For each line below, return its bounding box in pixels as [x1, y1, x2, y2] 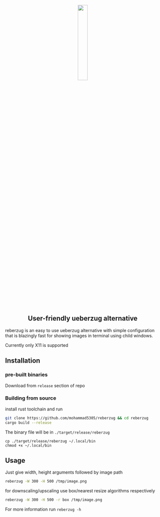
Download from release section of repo [5, 382, 85, 388]
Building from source [5, 395, 57, 402]
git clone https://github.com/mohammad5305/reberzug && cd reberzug [5, 415, 149, 420]
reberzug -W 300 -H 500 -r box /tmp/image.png [5, 497, 102, 503]
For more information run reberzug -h [5, 506, 81, 513]
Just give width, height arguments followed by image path [5, 469, 123, 476]
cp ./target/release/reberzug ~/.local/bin [5, 439, 96, 443]
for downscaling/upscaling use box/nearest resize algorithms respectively [5, 488, 155, 494]
